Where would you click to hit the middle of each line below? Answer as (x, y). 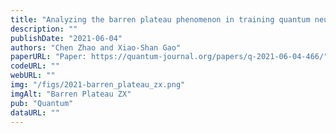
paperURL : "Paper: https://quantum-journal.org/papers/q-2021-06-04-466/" (169, 57)
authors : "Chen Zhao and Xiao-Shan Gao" (96, 47)
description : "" (44, 29)
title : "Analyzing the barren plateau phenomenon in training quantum (160, 19)
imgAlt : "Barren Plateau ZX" (71, 94)
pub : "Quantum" (42, 103)
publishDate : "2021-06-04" (66, 38)
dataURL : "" (35, 112)
